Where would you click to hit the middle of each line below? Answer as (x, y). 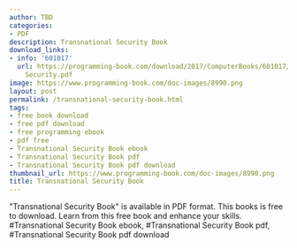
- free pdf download (47, 124)
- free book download (49, 116)
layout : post (33, 91)
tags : (19, 108)
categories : (31, 26)
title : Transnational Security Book (76, 182)
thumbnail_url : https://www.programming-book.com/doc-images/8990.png (142, 173)
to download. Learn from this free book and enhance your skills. (126, 216)
